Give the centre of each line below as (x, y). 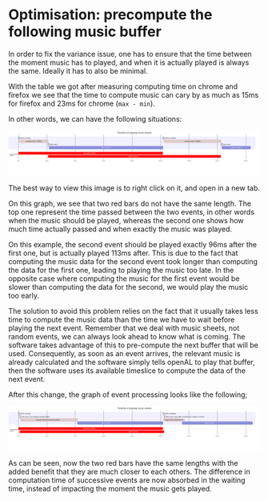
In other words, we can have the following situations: (95, 118)
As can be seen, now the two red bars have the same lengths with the (123, 463)
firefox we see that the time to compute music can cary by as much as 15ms (134, 94)
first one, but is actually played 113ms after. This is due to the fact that (123, 253)
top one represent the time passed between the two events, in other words (131, 212)
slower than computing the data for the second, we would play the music (128, 287)
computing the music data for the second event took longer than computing (133, 261)
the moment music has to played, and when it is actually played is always (129, 62)
